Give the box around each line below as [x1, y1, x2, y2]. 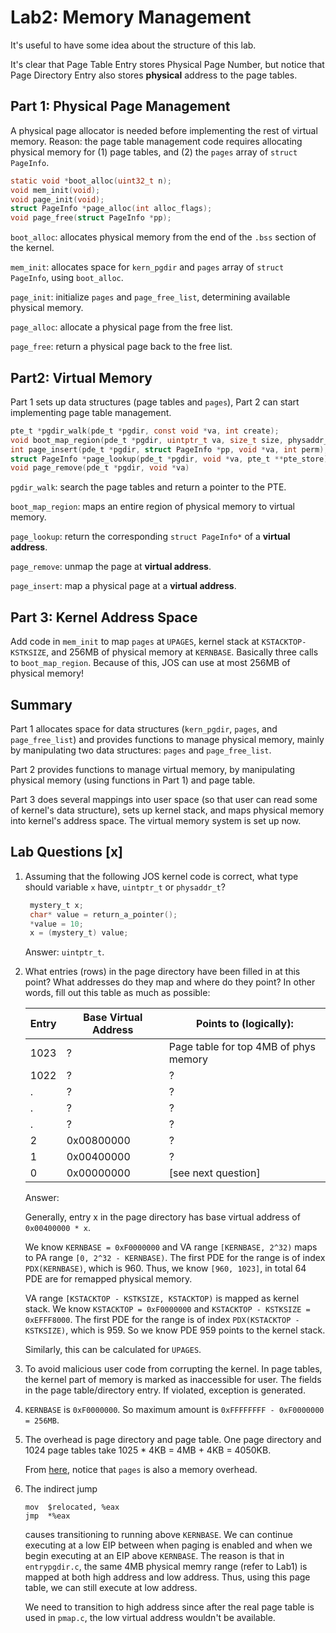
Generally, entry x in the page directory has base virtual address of [24, 1211, 301, 1223]
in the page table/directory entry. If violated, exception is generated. [24, 1384, 306, 1396]
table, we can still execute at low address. [24, 1582, 198, 1594]
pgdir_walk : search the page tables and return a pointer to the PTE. [10, 481, 287, 493]
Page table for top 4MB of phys [168, 1040, 316, 1054]
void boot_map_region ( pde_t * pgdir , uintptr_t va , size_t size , [10, 435, 284, 445]
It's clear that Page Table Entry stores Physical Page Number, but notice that [10, 58, 325, 70]
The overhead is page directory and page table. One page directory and [24, 1434, 322, 1446]
